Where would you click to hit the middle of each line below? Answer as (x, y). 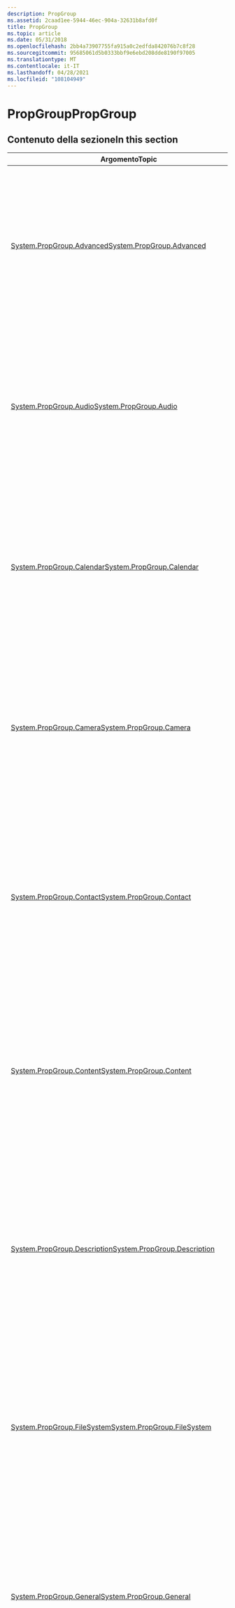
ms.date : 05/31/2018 (37, 40)
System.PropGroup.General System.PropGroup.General (101, 1597)
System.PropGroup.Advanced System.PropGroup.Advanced (108, 246)
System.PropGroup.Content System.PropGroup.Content (101, 1071)
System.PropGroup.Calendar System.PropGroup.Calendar (105, 567)
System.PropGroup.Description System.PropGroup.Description (113, 1249)
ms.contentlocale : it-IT (43, 66)
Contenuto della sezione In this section (93, 139)
